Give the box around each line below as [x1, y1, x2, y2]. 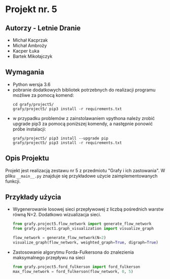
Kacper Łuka [12, 48, 40, 54]
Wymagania [5, 68, 45, 76]
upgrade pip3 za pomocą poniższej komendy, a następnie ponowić [12, 121, 153, 127]
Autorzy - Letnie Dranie [5, 24, 81, 32]
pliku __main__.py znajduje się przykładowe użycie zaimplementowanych [5, 173, 158, 179]
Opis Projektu [5, 154, 49, 163]
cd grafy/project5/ [12, 102, 54, 107]
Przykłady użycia [5, 193, 61, 202]
